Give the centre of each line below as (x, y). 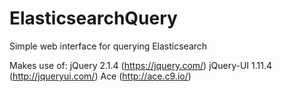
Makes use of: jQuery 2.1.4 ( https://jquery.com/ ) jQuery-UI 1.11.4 (141, 65)
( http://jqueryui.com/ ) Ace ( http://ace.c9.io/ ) (100, 76)
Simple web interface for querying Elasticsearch (108, 46)
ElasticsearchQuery (93, 18)
